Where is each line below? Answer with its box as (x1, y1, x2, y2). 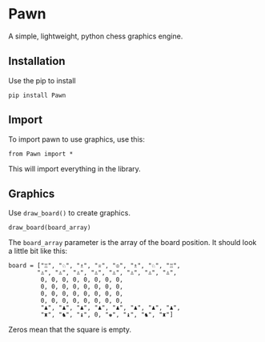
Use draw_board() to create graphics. (8, 208, 130, 218)
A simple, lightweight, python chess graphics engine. (8, 31, 183, 41)
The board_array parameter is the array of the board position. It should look (8, 238, 257, 247)
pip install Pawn (8, 91, 66, 99)
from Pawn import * (8, 150, 74, 158)
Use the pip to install (8, 75, 76, 85)
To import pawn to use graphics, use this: (8, 134, 146, 144)
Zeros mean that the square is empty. (8, 325, 132, 335)
